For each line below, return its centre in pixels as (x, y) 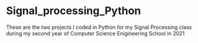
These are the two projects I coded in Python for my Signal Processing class (99, 27)
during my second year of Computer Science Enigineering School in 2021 (95, 33)
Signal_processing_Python (74, 11)
